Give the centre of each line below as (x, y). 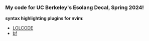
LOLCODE (23, 28)
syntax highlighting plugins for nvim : (44, 18)
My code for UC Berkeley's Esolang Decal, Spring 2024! (75, 7)
